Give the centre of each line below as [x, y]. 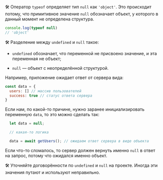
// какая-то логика [29, 132]
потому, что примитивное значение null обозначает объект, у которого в [82, 14]
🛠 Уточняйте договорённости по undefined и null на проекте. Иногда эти [81, 165]
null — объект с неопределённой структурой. [60, 68]
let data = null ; [27, 123]
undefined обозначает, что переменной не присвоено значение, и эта [84, 53]
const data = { [20, 86]
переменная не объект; [37, 59]
